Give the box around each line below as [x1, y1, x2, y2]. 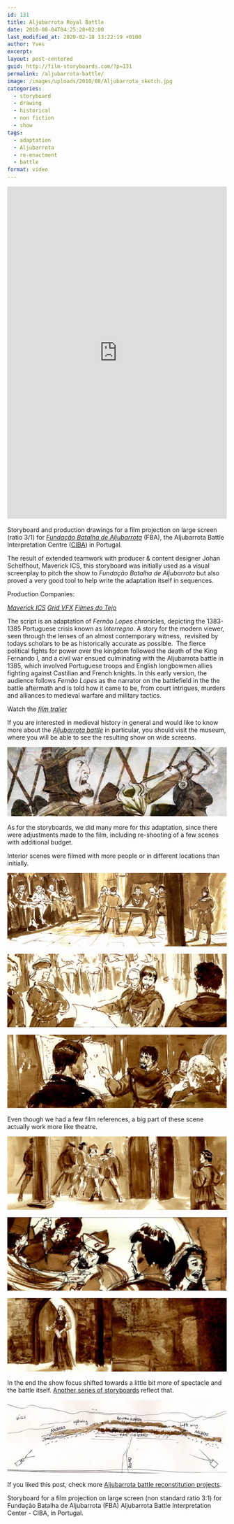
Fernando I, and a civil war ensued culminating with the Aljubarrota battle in [7, 654, 224, 662]
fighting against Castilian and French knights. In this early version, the [7, 669, 208, 677]
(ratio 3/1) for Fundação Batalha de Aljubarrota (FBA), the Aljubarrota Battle [7, 533, 224, 541]
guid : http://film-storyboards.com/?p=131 [7, 63, 132, 70]
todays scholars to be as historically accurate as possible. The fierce [7, 640, 206, 647]
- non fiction [13, 115, 54, 122]
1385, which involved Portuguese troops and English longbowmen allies [7, 661, 213, 670]
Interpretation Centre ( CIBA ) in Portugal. [7, 540, 123, 549]
